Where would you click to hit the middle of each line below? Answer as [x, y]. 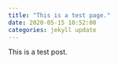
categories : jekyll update [52, 30]
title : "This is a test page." [59, 15]
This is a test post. [38, 52]
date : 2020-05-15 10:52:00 [52, 23]
